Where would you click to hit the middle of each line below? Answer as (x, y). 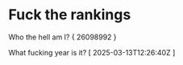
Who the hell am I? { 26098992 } (62, 37)
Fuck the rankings (70, 15)
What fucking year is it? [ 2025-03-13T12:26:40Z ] (92, 52)
